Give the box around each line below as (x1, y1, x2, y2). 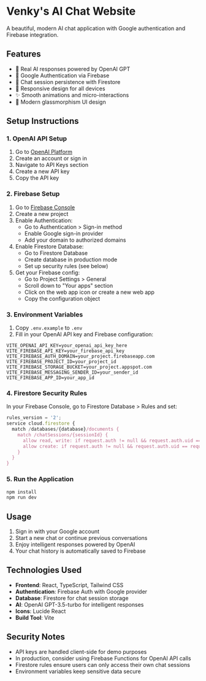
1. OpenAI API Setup (6, 134, 67, 143)
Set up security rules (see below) (24, 262, 109, 269)
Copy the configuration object (24, 294, 101, 302)
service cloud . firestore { (6, 420, 75, 427)
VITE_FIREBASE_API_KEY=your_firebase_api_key (6, 348, 124, 354)
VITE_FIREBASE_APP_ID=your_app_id (6, 375, 95, 381)
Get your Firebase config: (15, 269, 80, 276)
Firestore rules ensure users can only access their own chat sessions (15, 661, 190, 668)
